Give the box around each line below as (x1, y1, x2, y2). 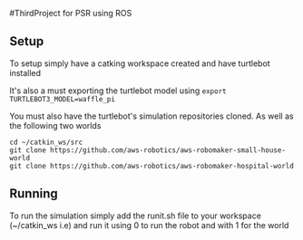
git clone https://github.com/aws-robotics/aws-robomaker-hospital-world (9, 161, 295, 170)
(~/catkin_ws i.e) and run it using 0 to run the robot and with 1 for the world (9, 219, 289, 230)
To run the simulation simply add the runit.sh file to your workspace (9, 210, 261, 221)
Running (9, 186, 59, 202)
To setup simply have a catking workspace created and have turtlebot (9, 58, 270, 69)
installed (9, 67, 42, 78)
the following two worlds (9, 120, 102, 130)
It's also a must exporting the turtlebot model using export (9, 85, 227, 96)
